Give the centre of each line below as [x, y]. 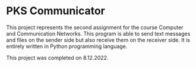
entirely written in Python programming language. [67, 46]
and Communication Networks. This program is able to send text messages [98, 33]
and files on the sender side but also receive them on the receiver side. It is [98, 40]
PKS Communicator [56, 11]
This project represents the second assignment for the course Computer [95, 27]
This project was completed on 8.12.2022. [57, 58]
